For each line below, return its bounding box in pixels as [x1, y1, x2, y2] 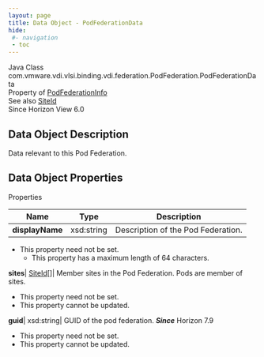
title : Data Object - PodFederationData [8, 19, 144, 27]
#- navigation [11, 33, 58, 42]
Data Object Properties [8, 171, 123, 185]
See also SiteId [8, 96, 57, 106]
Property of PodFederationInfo [8, 88, 108, 97]
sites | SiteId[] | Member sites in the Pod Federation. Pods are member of [8, 268, 243, 277]
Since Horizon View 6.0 [8, 104, 85, 115]
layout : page [8, 11, 51, 20]
